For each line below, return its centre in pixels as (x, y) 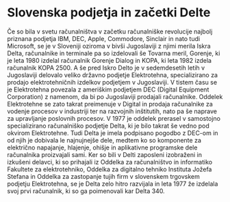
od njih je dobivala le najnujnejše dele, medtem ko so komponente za (104, 140)
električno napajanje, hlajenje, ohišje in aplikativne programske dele (102, 147)
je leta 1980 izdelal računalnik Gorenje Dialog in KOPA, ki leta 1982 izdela (110, 60)
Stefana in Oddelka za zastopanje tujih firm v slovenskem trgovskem (104, 176)
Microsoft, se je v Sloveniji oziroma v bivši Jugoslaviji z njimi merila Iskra (109, 46)
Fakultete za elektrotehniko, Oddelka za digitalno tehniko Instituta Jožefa (110, 169)
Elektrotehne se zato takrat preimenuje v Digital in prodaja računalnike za (110, 104)
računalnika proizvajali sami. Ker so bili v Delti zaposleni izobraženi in (104, 154)
